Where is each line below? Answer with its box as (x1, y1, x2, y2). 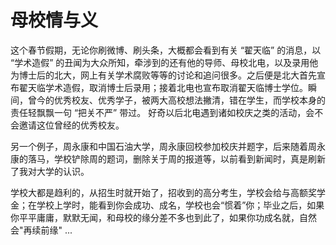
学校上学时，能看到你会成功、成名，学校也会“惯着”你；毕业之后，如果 (36, 199, 325, 211)
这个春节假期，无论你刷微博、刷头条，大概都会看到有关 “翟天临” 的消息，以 (10, 44, 322, 56)
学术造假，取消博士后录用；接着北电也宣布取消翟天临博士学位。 (44, 81, 308, 93)
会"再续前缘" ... (10, 224, 73, 236)
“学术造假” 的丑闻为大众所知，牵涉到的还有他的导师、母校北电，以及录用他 (10, 56, 319, 68)
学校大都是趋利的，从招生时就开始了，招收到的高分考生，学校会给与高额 (10, 186, 308, 198)
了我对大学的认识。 (10, 165, 90, 177)
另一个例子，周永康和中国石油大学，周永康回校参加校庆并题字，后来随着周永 (10, 140, 326, 152)
